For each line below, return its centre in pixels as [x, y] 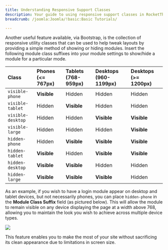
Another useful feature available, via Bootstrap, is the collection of [73, 37]
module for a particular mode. [36, 59]
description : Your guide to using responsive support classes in [74, 14]
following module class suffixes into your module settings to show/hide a [80, 53]
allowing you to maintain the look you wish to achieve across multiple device [84, 212]
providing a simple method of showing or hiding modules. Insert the [75, 48]
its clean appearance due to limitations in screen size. [60, 242]
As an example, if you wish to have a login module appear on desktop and [81, 191]
